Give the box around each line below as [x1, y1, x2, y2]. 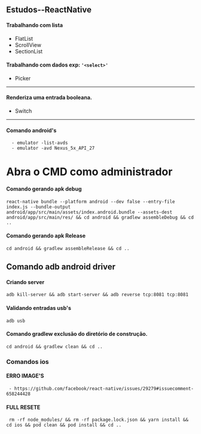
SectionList [14, 47, 43, 55]
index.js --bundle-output [6, 204, 71, 210]
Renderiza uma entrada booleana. [6, 94, 93, 101]
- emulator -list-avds [11, 140, 68, 146]
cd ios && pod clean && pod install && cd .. [6, 422, 121, 428]
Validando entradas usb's [6, 304, 72, 311]
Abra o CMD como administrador [6, 165, 173, 179]
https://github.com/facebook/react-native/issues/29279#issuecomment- [14, 385, 194, 391]
